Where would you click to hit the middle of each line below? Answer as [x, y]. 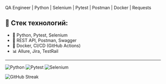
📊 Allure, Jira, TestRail [35, 51]
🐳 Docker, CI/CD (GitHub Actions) [46, 45]
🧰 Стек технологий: [37, 23]
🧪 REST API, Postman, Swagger [44, 40]
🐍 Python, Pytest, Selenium [40, 35]
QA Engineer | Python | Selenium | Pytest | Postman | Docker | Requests [78, 8]
